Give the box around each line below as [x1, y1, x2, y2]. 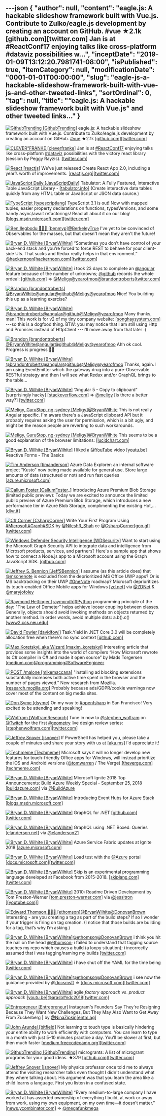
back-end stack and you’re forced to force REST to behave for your [5, 245, 142, 251]
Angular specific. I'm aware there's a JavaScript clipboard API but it [5, 412, 143, 418]
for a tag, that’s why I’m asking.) [5, 924, 70, 930]
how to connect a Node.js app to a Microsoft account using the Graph [5, 553, 147, 559]
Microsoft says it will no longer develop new [61, 749, 151, 755]
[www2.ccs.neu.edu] [5, 619, 49, 625]
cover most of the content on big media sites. [5, 690, 98, 696]
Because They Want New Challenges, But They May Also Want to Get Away [5, 1009, 159, 1015]
